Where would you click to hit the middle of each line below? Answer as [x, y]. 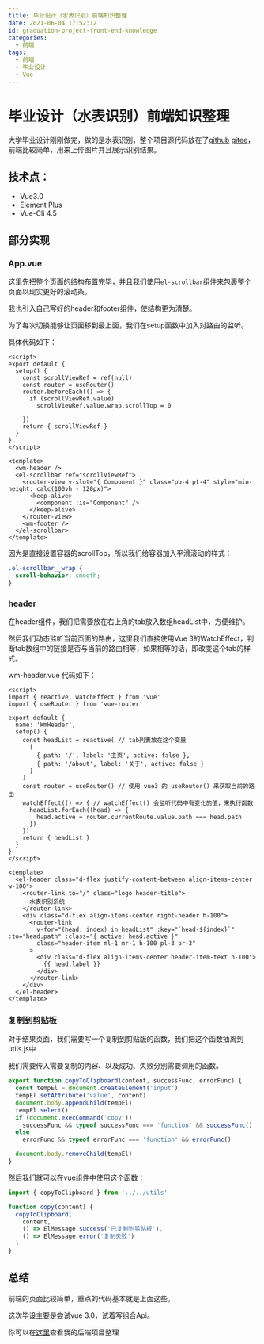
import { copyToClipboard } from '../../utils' [88, 1193]
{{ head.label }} [72, 964]
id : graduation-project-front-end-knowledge [83, 30]
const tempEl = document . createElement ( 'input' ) [97, 1088]
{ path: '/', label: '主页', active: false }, [113, 755]
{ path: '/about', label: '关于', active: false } [121, 764]
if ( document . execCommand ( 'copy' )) [74, 1118]
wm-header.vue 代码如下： [53, 675]
